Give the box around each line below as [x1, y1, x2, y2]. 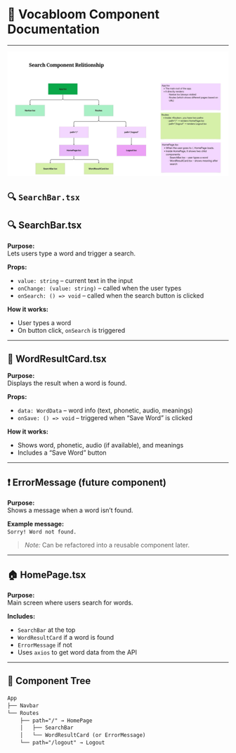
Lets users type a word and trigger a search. [7, 249, 136, 258]
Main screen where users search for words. [7, 598, 133, 607]
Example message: [7, 520, 65, 529]
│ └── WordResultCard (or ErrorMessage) [20, 732, 146, 739]
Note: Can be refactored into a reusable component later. [24, 541, 190, 550]
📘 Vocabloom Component [7, 6, 160, 23]
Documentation [7, 21, 100, 37]
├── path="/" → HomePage [20, 717, 93, 724]
